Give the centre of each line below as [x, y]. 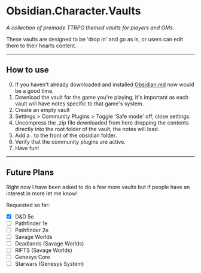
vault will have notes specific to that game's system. [79, 104]
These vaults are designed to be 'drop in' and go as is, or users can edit [95, 39]
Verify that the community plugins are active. [70, 141]
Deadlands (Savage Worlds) [49, 243]
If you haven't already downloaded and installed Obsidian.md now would [104, 84]
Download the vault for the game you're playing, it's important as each [102, 97]
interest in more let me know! [42, 193]
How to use [28, 70]
